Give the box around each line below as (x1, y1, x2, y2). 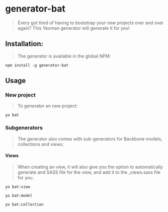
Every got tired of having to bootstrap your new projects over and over (17, 20, 164, 26)
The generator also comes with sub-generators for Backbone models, (17, 135, 162, 142)
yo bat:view (5, 184, 30, 189)
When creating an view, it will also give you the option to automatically (17, 164, 163, 170)
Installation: (5, 40, 44, 48)
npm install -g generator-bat (5, 62, 69, 68)
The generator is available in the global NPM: (17, 53, 111, 59)
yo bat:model (5, 193, 33, 198)
